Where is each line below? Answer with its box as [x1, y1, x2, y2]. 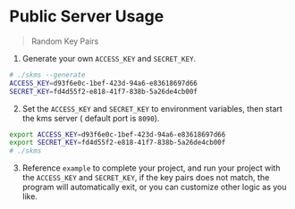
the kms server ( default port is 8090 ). [21, 113, 160, 123]
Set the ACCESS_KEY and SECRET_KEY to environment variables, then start [21, 103, 283, 113]
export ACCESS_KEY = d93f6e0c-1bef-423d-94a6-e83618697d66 [9, 130, 226, 139]
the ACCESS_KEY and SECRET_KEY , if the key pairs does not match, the [21, 172, 270, 183]
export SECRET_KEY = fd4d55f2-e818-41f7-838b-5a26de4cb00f [9, 138, 226, 147]
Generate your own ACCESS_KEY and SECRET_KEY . [21, 53, 197, 63]
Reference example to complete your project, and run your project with [21, 163, 281, 173]
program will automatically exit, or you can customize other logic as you [21, 181, 288, 193]
